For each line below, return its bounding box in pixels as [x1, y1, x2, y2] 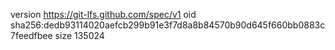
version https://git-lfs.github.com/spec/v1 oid [10, 9, 197, 20]
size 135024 [54, 30, 105, 41]
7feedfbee [10, 30, 53, 41]
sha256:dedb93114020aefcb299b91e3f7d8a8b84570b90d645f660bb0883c [10, 19, 326, 31]
